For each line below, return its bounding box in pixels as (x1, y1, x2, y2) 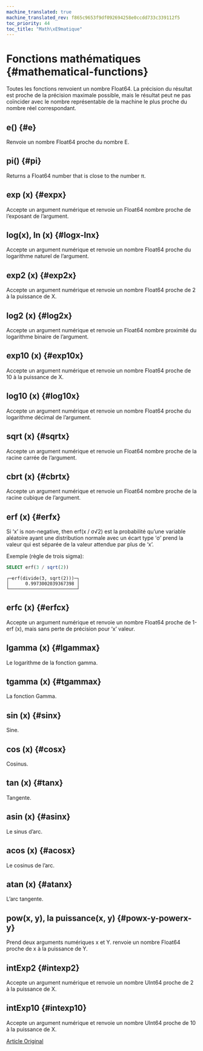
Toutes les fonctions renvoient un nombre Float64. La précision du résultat (6, 85, 193, 93)
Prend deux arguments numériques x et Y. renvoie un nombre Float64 (6, 938, 181, 946)
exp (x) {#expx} (6, 190, 67, 200)
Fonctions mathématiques (6, 52, 141, 66)
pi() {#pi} (6, 156, 41, 166)
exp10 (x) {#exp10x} (6, 351, 84, 361)
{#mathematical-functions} (6, 65, 148, 79)
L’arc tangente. (6, 895, 44, 903)
